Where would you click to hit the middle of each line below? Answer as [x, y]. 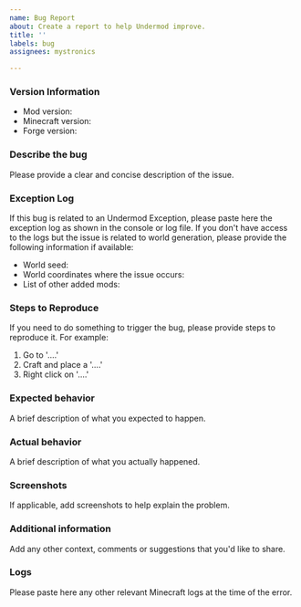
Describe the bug [49, 154]
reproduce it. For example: [59, 338]
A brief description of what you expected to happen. [108, 418]
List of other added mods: [71, 285]
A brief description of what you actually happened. [105, 461]
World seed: [45, 265]
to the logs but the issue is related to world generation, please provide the [148, 237]
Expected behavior [52, 398]
